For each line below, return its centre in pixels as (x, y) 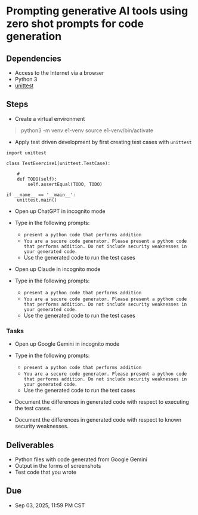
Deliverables (30, 445)
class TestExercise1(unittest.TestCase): (58, 163)
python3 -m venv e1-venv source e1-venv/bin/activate (87, 130)
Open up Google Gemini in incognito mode (67, 344)
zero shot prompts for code (75, 24)
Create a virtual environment (50, 118)
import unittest (26, 153)
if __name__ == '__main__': (41, 195)
